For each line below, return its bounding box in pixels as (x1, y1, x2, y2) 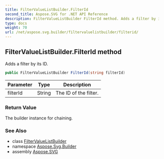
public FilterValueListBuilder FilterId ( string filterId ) (5, 70, 125, 75)
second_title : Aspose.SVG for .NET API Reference (5, 12, 108, 17)
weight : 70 (5, 25, 27, 30)
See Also (5, 127, 27, 134)
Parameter (7, 81, 33, 88)
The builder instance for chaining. (5, 115, 73, 121)
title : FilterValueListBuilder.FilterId (5, 7, 89, 12)
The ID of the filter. (55, 89, 99, 96)
